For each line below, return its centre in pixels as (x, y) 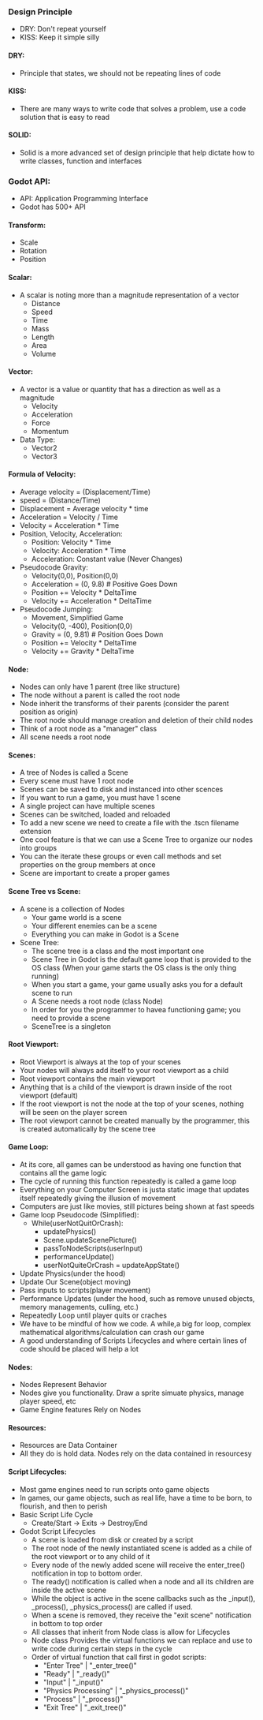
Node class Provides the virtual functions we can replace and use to (142, 1640)
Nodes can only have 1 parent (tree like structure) (100, 687)
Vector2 (44, 447)
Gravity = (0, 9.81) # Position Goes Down (97, 634)
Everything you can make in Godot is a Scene (105, 934)
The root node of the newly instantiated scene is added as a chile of (141, 1548)
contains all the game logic (63, 1173)
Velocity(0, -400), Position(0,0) (82, 626)
